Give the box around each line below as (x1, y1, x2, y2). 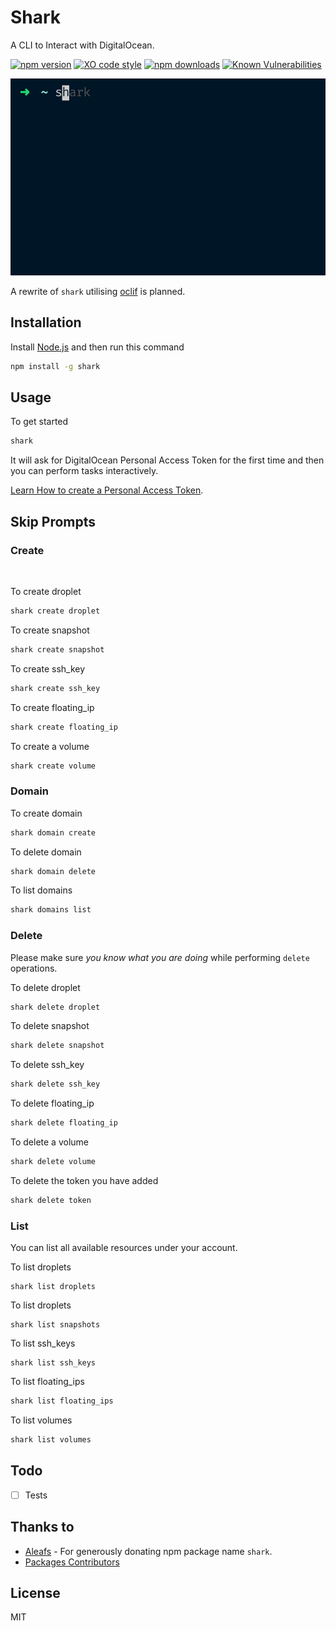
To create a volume (10, 740, 90, 752)
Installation (10, 314, 82, 331)
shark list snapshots (10, 1320, 101, 1330)
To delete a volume (10, 1136, 89, 1148)
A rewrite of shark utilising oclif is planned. (10, 285, 186, 297)
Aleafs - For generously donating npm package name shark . (24, 1545, 273, 1557)
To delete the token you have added (10, 1174, 159, 1186)
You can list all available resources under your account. (10, 1242, 238, 1254)
